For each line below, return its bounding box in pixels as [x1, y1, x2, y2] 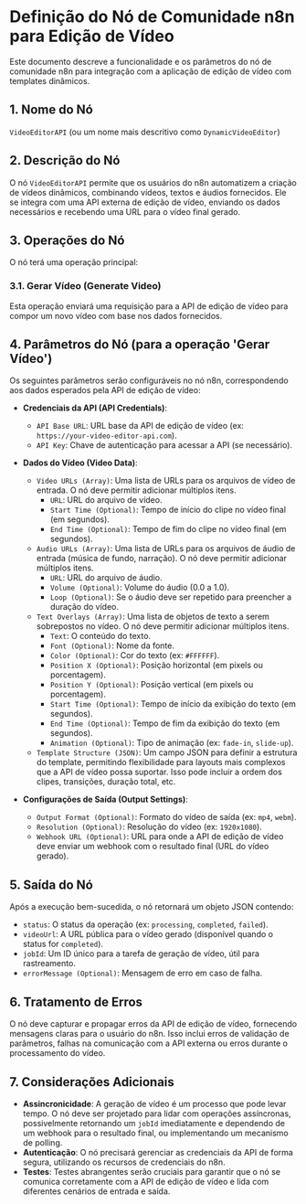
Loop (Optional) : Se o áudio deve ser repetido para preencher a [49, 591, 292, 602]
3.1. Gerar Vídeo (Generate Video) [9, 280, 162, 293]
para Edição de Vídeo [9, 26, 175, 47]
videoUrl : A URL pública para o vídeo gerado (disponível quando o [22, 929, 274, 940]
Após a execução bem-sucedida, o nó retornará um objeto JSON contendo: [9, 901, 294, 912]
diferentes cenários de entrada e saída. [22, 1186, 171, 1197]
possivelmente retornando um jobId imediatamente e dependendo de [22, 1117, 286, 1128]
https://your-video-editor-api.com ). [36, 430, 177, 441]
